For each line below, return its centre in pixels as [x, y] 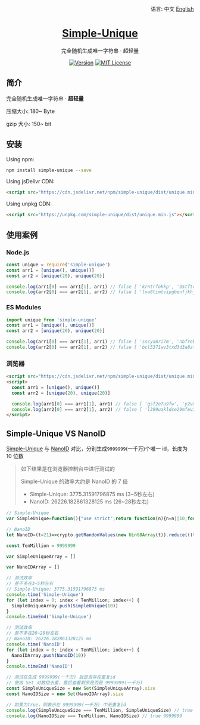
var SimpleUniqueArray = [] [41, 557]
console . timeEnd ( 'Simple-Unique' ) [49, 617]
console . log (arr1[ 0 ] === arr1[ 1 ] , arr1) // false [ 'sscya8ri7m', [90, 342]
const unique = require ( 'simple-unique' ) [58, 265]
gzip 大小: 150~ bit [29, 124]
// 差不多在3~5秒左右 [30, 583]
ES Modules [24, 308]
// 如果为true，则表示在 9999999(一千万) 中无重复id [66, 705]
